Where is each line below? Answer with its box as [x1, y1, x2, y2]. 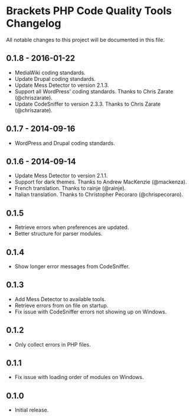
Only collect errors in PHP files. [14, 341, 91, 348]
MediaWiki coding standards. [14, 69, 86, 76]
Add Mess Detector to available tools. [14, 295, 106, 302]
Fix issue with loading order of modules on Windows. [14, 374, 144, 381]
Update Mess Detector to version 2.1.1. [14, 172, 108, 179]
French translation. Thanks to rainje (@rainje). [14, 185, 126, 192]
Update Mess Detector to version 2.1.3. [14, 81, 109, 89]
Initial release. [14, 406, 49, 414]
